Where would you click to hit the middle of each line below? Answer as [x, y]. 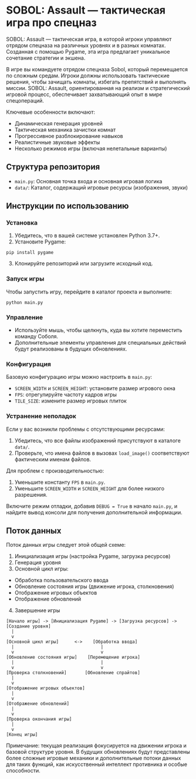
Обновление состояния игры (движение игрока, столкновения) [94, 586]
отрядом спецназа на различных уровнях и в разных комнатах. [86, 45]
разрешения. [31, 494]
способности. [23, 771]
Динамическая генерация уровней [58, 123]
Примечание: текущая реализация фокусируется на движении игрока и [96, 745]
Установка [22, 223]
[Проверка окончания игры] [39, 719]
